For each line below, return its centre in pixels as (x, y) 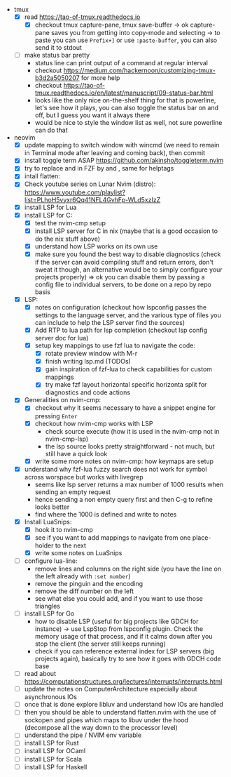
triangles (48, 606)
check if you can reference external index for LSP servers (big (125, 651)
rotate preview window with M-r (91, 354)
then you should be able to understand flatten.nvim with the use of (120, 712)
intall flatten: (42, 176)
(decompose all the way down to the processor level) (101, 728)
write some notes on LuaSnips (78, 552)
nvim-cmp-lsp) (67, 439)
